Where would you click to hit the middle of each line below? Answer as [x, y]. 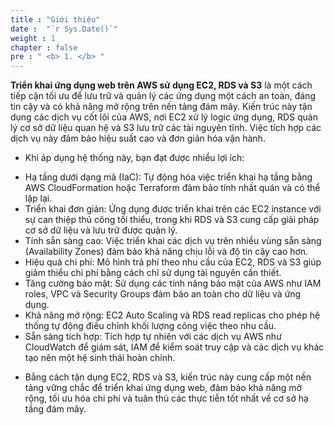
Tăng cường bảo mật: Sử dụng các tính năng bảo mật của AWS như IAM [173, 283]
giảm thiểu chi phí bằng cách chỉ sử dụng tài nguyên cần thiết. [153, 273]
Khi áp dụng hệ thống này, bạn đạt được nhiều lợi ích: [134, 158]
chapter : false [44, 47]
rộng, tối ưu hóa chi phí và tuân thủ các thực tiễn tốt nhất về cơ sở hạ [166, 398]
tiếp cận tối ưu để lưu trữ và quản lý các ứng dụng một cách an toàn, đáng [163, 96]
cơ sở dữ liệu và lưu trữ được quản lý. [101, 230]
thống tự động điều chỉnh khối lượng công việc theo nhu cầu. [150, 326]
